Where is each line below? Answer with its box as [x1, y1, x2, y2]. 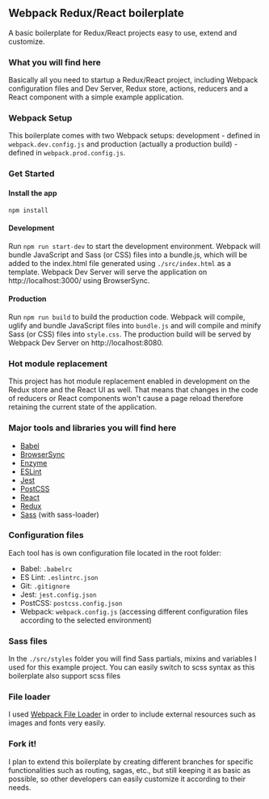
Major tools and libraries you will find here [8, 422, 177, 433]
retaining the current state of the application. [8, 402, 158, 412]
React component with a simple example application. [8, 92, 184, 102]
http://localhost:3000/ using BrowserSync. [8, 275, 150, 285]
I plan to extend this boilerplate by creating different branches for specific [8, 756, 254, 767]
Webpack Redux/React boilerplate [8, 6, 184, 20]
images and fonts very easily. [8, 718, 107, 728]
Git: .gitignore [19, 581, 70, 590]
